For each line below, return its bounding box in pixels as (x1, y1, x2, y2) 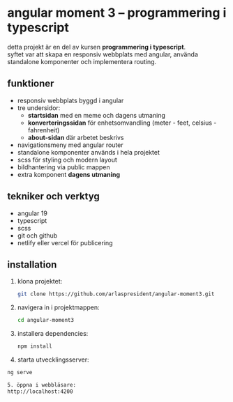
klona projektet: (17, 277, 63, 286)
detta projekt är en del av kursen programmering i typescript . (7, 42, 186, 51)
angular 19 (17, 209, 47, 217)
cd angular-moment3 (17, 317, 75, 324)
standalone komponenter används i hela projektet (17, 148, 160, 156)
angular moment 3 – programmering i (7, 5, 227, 21)
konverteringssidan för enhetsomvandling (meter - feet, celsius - (27, 118, 217, 127)
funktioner (7, 78, 54, 90)
